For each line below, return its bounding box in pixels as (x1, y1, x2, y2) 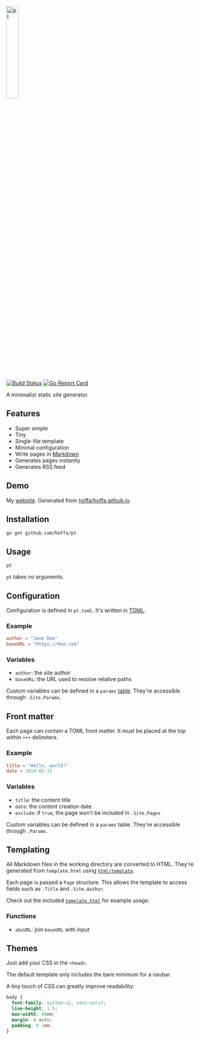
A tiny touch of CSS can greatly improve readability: (6, 983, 135, 990)
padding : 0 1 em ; (11, 1022, 52, 1029)
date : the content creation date (14, 803, 92, 810)
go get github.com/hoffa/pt (6, 530, 77, 537)
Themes (6, 943, 38, 954)
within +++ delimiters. (6, 734, 58, 741)
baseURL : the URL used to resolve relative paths (14, 676, 132, 683)
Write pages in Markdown (14, 450, 80, 457)
